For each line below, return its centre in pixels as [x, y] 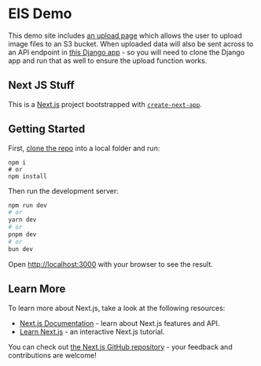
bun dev [21, 249]
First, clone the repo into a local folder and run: [84, 148]
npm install [28, 176]
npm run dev [28, 205]
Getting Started [47, 129]
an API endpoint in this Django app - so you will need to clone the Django [127, 52]
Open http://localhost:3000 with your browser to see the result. [111, 264]
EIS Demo [40, 14]
